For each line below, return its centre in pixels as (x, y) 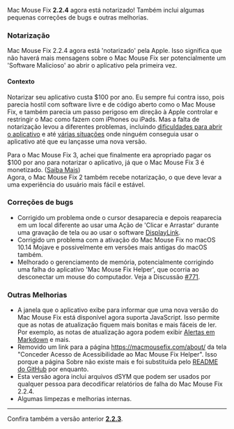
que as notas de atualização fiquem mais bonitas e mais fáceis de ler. (117, 325)
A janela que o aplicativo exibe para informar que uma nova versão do (118, 310)
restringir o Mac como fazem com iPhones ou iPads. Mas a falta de (103, 119)
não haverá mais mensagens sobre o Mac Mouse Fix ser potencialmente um (117, 58)
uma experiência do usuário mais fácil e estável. (76, 185)
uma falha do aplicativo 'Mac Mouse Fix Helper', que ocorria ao (108, 269)
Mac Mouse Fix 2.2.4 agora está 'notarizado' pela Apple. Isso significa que (115, 51)
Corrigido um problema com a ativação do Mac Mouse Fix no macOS (116, 240)
